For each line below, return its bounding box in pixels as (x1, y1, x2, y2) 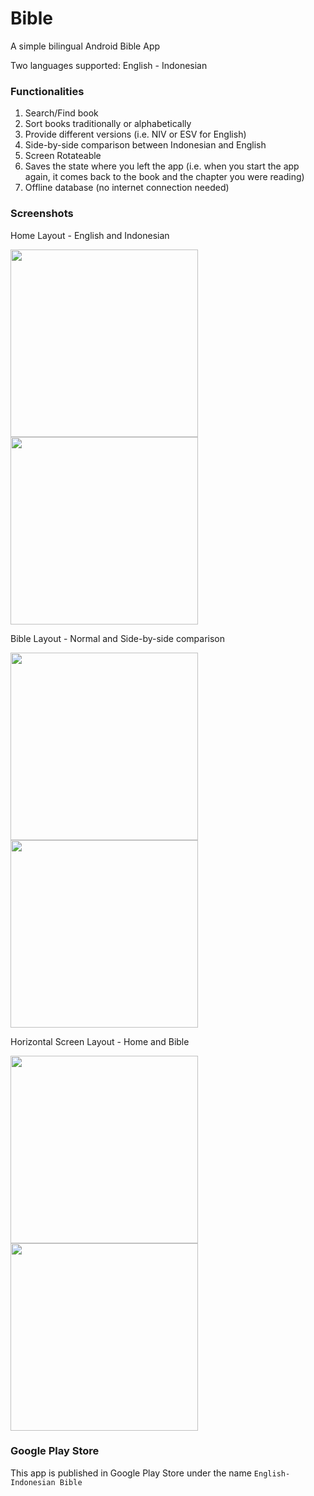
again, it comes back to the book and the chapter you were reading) (24, 171, 305, 183)
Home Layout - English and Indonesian (10, 229, 170, 241)
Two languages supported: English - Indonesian (10, 59, 208, 71)
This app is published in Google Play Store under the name (10, 1467, 252, 1479)
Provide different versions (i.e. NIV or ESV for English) (24, 128, 247, 141)
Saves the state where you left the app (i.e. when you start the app (24, 160, 300, 172)
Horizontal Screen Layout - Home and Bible (10, 1035, 190, 1047)
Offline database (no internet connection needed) (24, 182, 230, 194)
